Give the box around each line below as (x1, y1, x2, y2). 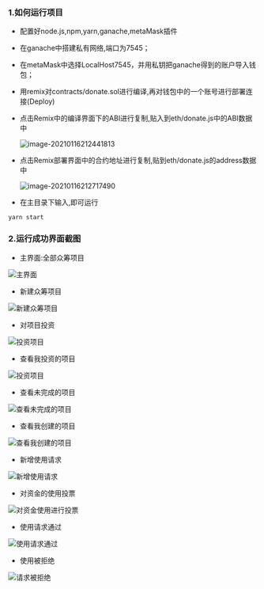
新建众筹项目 (19, 287, 62, 296)
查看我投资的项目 (19, 354, 76, 363)
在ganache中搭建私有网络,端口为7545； (19, 44, 150, 53)
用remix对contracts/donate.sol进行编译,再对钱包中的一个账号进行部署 (19, 87, 247, 97)
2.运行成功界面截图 (8, 234, 81, 245)
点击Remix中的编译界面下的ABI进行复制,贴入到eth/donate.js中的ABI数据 (19, 113, 253, 123)
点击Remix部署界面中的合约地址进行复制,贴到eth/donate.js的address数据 (19, 156, 257, 165)
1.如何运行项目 (8, 6, 63, 17)
